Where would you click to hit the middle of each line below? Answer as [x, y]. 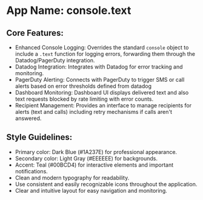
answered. [28, 118]
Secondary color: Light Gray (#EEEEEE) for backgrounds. [86, 158]
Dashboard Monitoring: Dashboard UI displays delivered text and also [102, 92]
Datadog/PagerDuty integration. [55, 60]
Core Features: [35, 33]
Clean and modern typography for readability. [72, 178]
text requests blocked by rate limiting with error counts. [84, 99]
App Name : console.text [69, 11]
